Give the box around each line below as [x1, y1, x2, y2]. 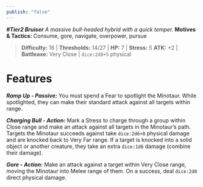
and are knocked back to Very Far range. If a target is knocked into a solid [6, 136, 192, 143]
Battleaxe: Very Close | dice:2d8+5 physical [21, 50, 132, 58]
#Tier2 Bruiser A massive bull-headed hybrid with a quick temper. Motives [6, 26, 196, 33]
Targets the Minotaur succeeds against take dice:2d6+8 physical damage [6, 129, 190, 137]
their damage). [6, 149, 43, 156]
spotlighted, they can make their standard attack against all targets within [6, 98, 191, 105]
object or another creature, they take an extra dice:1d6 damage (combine [6, 143, 191, 150]
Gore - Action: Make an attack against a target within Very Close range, [6, 161, 187, 168]
